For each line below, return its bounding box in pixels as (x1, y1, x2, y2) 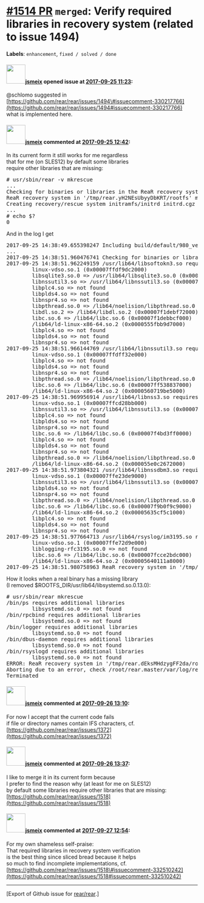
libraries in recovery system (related (6, 17, 194, 31)
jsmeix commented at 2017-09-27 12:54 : (25, 827, 131, 834)
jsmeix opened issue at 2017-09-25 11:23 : (25, 78, 134, 85)
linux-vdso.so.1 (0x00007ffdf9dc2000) (32, 266, 148, 273)
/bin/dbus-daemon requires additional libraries (6, 636, 154, 643)
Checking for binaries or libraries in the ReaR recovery (6, 188, 183, 196)
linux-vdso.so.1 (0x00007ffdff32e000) (32, 351, 148, 358)
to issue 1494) (6, 30, 80, 44)
